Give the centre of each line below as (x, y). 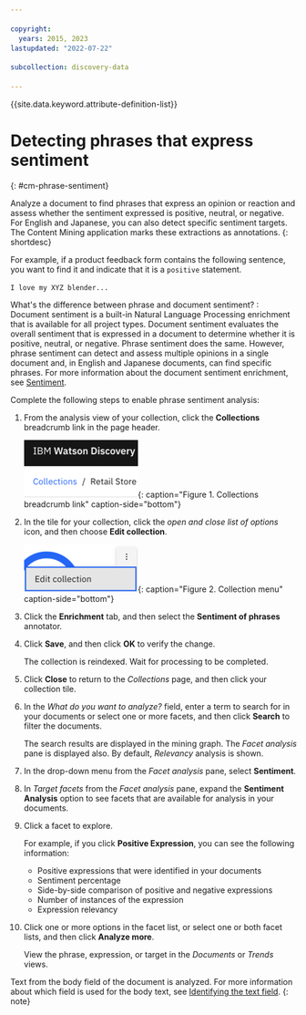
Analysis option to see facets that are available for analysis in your (148, 798)
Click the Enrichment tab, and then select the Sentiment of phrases (152, 616)
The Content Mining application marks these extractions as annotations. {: (149, 232)
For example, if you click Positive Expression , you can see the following (159, 843)
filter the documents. (63, 726)
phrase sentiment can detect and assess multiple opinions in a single (140, 353)
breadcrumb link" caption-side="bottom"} (102, 504)
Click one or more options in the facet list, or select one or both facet (153, 927)
